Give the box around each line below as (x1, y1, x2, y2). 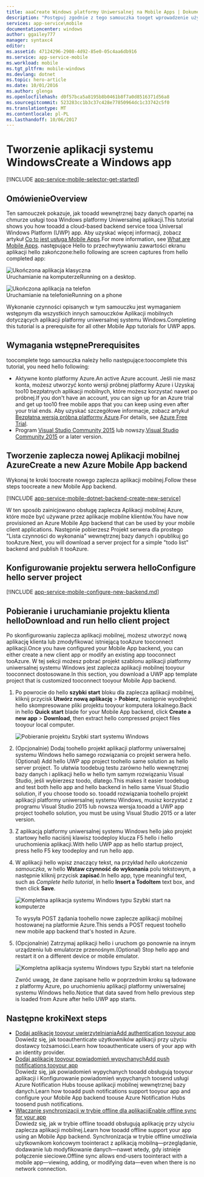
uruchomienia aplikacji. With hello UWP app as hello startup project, (15, 841, 184, 848)
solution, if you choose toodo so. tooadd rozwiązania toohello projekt (15, 790, 188, 798)
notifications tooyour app (15, 1062, 78, 1069)
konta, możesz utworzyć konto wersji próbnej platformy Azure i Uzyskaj (15, 381, 195, 388)
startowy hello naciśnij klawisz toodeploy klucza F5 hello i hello (15, 834, 173, 841)
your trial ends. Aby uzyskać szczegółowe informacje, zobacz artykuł (15, 407, 189, 414)
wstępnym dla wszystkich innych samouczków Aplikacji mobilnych (6, 310, 174, 317)
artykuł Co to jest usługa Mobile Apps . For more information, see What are (6, 236, 191, 242)
